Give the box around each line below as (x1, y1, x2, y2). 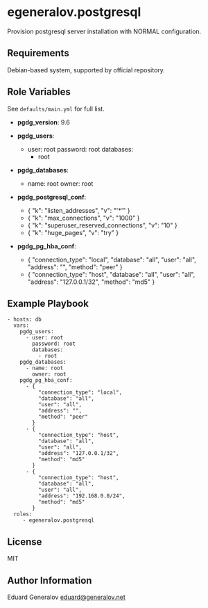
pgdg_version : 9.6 (17, 118, 71, 126)
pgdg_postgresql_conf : (17, 193, 87, 201)
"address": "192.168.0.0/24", (37, 493, 126, 499)
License (7, 536, 42, 547)
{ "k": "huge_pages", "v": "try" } (27, 228, 119, 237)
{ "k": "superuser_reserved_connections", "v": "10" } (27, 221, 178, 230)
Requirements (7, 47, 69, 59)
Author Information (7, 575, 92, 586)
